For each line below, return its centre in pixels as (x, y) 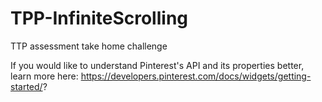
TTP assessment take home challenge (89, 46)
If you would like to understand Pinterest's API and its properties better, (157, 65)
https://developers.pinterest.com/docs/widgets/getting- (196, 76)
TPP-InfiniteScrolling (99, 18)
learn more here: (44, 76)
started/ (26, 86)
